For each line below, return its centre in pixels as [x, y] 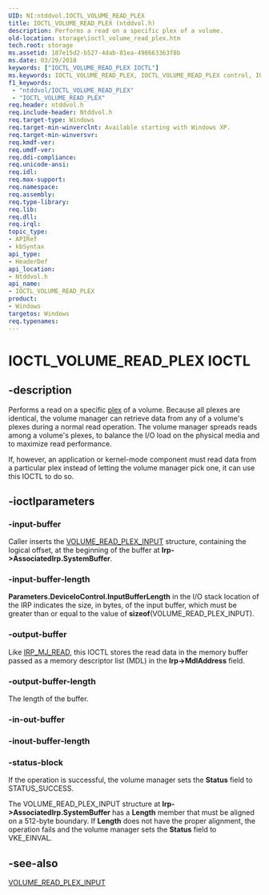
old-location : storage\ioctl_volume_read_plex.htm [94, 38]
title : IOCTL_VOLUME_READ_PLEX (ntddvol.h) [82, 23]
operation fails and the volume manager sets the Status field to [112, 829]
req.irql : [25, 224]
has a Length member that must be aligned [183, 812]
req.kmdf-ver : [32, 142]
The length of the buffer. [48, 699]
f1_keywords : [30, 83]
